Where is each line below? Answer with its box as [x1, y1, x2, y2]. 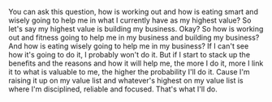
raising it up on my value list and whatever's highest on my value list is [8, 76, 244, 85]
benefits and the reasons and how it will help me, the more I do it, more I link [8, 58, 264, 68]
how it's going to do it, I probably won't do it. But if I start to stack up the [8, 50, 250, 59]
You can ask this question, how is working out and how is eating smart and [8, 7, 258, 16]
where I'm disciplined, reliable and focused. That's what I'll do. [8, 84, 218, 94]
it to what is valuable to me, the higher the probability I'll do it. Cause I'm [8, 67, 250, 76]
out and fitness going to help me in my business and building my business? [8, 32, 260, 42]
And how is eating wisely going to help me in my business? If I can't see [8, 41, 249, 51]
